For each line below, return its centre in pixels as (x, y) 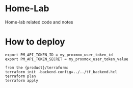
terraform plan (21, 76)
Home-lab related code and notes (39, 22)
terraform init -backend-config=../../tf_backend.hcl (61, 72)
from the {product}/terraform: (37, 67)
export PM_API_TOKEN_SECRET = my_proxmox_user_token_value (67, 59)
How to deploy (35, 42)
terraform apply (22, 80)
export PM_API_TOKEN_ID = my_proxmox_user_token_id (59, 55)
